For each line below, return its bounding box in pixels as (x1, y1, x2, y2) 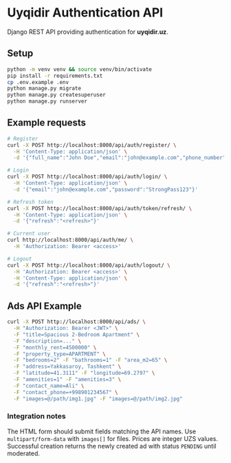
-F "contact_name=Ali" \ (13, 382, 85, 389)
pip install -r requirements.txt (7, 72, 103, 79)
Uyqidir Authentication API (7, 5, 164, 21)
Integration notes (7, 411, 67, 421)
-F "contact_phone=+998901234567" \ (13, 389, 118, 395)
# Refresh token (7, 198, 54, 205)
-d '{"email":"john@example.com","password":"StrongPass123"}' (13, 186, 198, 193)
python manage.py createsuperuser (7, 92, 107, 99)
